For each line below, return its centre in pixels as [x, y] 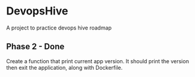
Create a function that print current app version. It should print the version [97, 61]
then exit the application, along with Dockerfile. [64, 67]
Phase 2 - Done [35, 47]
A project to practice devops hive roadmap [59, 28]
